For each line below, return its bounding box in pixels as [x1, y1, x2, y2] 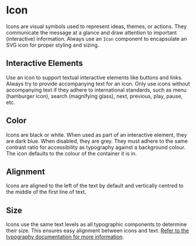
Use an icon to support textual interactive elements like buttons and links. [6, 74, 183, 81]
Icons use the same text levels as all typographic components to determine [6, 221, 187, 228]
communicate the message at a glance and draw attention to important [6, 29, 177, 36]
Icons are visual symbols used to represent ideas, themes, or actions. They [6, 23, 187, 30]
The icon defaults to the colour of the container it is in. [6, 150, 137, 157]
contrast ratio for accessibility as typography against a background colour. [6, 144, 186, 151]
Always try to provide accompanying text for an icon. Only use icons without [6, 80, 190, 87]
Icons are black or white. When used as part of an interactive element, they [6, 131, 187, 138]
